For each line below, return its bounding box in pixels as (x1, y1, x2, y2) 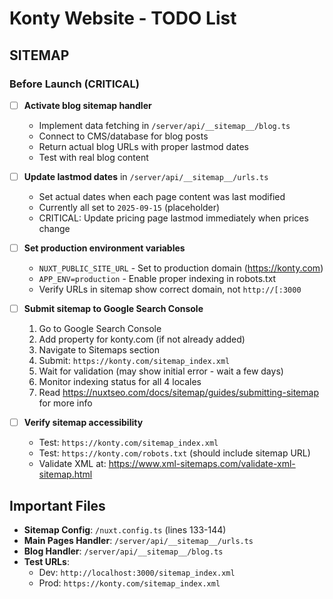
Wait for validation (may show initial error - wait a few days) (38, 365, 284, 377)
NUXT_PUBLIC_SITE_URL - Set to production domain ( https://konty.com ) (38, 262, 324, 274)
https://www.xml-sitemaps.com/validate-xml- (108, 458, 296, 470)
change (38, 223, 71, 234)
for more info (38, 397, 93, 409)
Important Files (9, 497, 106, 514)
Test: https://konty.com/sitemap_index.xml (38, 437, 219, 449)
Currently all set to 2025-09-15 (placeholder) (38, 202, 221, 213)
